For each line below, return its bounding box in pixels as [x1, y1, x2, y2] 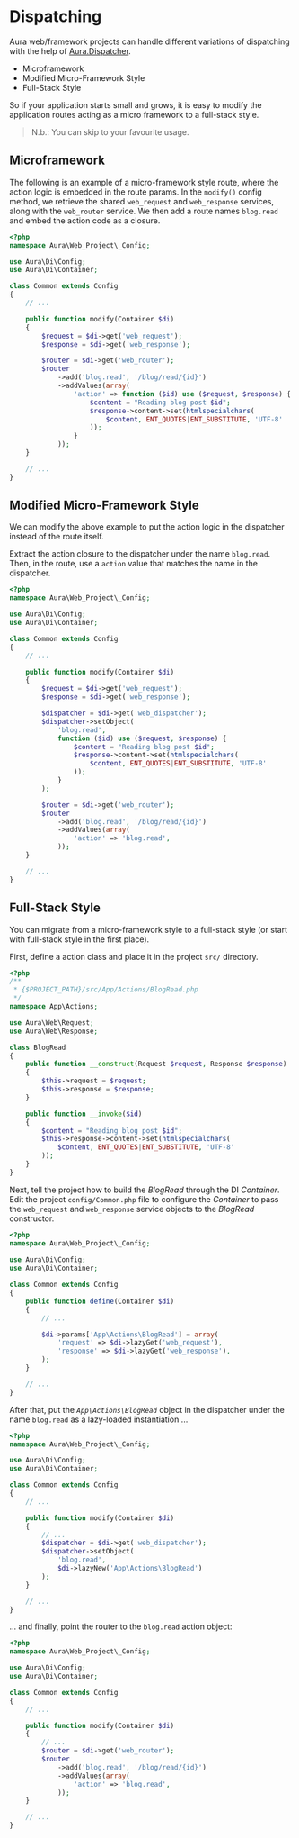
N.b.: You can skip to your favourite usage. [31, 126, 189, 137]
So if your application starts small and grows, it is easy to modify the [9, 99, 262, 110]
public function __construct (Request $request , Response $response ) [25, 1060, 287, 1069]
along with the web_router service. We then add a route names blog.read [9, 205, 278, 216]
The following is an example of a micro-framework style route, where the [9, 177, 279, 187]
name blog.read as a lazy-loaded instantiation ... [9, 1414, 189, 1425]
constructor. [9, 1213, 55, 1224]
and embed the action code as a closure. [9, 214, 161, 226]
